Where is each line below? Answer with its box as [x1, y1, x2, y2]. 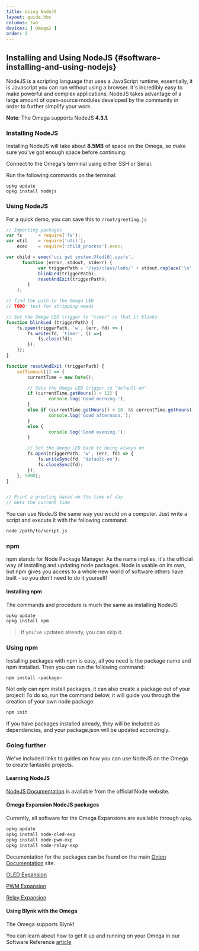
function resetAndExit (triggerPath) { [6, 363, 105, 369]
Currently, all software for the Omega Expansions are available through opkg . [6, 815, 192, 822]
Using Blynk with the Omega [6, 907, 78, 915]
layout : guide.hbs [6, 14, 52, 20]
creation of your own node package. [6, 698, 95, 705]
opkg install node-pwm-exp [6, 837, 73, 843]
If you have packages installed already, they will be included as [6, 720, 160, 727]
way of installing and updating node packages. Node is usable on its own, [6, 562, 186, 569]
